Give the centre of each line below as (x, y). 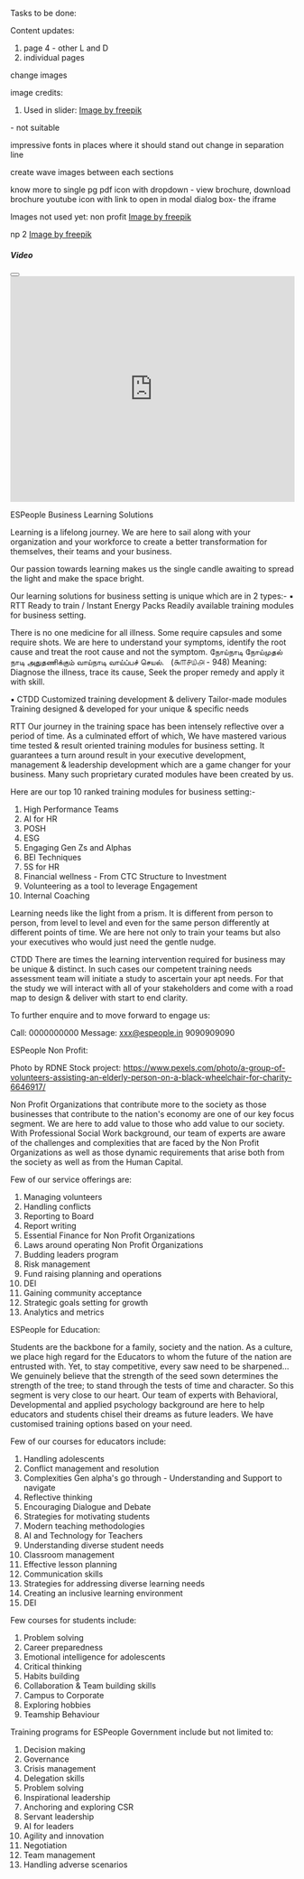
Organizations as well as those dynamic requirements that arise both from (147, 1152)
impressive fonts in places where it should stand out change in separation (147, 145)
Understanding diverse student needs (94, 1545)
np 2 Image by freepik (51, 234)
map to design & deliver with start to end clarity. (99, 998)
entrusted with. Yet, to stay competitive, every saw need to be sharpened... (150, 1366)
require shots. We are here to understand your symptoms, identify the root (148, 642)
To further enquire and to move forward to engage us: (111, 1015)
